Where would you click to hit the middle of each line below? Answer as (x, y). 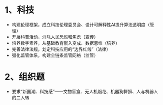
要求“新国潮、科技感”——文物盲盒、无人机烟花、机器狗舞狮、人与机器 (83, 91)
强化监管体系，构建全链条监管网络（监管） (55, 55)
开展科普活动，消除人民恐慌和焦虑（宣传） (55, 37)
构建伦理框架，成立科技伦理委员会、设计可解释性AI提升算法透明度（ (81, 25)
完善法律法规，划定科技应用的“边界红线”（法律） (61, 49)
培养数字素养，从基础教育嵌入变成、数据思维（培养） (66, 43)
